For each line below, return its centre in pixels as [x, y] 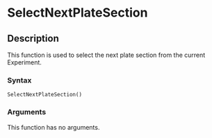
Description [33, 38]
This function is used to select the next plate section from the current [106, 55]
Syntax [19, 80]
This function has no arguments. [54, 127]
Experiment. [24, 62]
